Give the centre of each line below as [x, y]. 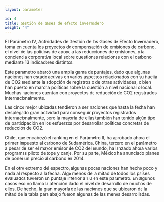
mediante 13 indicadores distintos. [40, 62]
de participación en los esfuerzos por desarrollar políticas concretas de [77, 123]
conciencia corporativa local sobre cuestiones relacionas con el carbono [78, 57]
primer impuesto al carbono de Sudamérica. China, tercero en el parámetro [81, 143]
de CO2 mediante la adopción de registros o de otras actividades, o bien [78, 82]
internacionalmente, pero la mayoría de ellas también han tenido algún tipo [80, 118]
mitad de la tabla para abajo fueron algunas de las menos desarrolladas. [78, 194]
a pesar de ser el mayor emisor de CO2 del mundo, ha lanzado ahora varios [81, 148]
